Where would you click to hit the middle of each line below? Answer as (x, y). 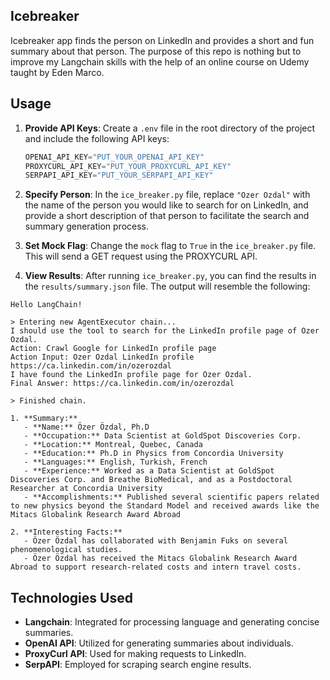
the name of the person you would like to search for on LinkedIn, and (166, 205)
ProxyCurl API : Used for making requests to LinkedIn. (135, 654)
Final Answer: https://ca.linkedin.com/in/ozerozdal (122, 384)
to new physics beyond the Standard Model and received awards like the (165, 506)
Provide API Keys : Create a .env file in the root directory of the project (170, 128)
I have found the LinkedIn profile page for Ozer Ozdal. (131, 375)
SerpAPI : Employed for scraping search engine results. (138, 665)
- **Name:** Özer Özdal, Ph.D (86, 427)
